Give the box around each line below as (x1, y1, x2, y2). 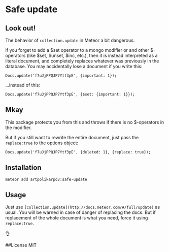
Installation (5, 164, 42, 172)
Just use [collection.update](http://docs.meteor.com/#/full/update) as (5, 204, 160, 210)
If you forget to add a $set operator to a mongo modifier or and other (5, 47, 150, 53)
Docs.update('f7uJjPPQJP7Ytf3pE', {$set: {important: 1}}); (5, 92, 136, 97)
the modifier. (5, 124, 32, 131)
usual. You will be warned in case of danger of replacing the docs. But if (5, 209, 156, 215)
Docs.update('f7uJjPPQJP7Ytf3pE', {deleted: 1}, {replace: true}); (5, 149, 151, 154)
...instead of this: (5, 82, 41, 88)
